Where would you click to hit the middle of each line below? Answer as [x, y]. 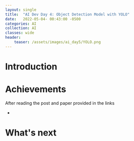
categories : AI [21, 24]
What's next [31, 133]
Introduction [31, 66]
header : [13, 38]
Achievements [36, 89]
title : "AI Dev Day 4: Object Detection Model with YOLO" [67, 14]
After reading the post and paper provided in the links [60, 103]
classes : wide [20, 33]
